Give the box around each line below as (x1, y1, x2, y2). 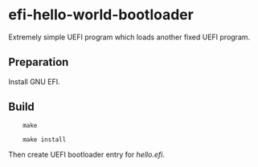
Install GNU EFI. (8, 76, 60, 86)
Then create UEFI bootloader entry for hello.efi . (8, 149, 165, 159)
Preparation (8, 55, 69, 69)
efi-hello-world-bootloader (8, 6, 195, 24)
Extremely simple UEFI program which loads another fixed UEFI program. (8, 32, 251, 42)
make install (23, 135, 67, 144)
